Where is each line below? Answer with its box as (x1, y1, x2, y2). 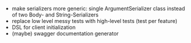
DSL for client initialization (11, 24, 76, 31)
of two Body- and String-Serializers (11, 11, 99, 18)
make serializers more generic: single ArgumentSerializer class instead (11, 5, 186, 12)
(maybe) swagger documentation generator (11, 30, 119, 37)
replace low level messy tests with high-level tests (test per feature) (11, 18, 178, 24)
